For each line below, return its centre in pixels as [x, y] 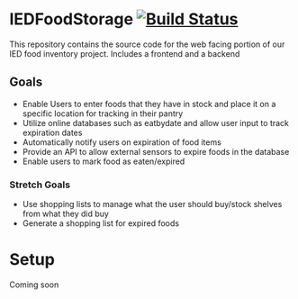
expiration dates [52, 132]
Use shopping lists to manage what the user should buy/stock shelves [152, 204]
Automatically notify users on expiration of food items [122, 142]
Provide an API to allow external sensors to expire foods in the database [156, 151]
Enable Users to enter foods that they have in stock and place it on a [149, 104]
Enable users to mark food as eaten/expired [104, 161]
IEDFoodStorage [71, 19]
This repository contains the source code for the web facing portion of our [147, 44]
